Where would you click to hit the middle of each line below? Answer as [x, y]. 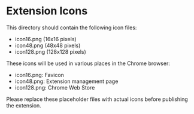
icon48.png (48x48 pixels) [48, 45]
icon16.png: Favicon [40, 75]
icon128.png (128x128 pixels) [51, 51]
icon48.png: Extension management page [66, 81]
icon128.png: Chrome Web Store [55, 87]
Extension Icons [47, 11]
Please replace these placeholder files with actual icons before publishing [97, 99]
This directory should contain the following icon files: [72, 27]
